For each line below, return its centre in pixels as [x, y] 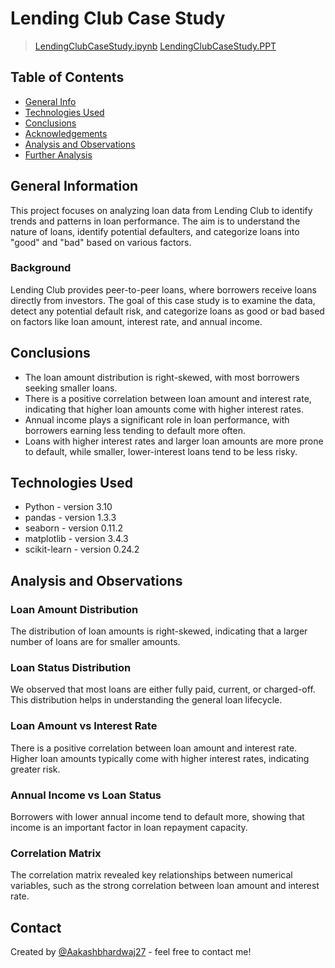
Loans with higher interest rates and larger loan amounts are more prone [174, 441]
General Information [74, 186]
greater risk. [35, 769]
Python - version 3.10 [68, 507]
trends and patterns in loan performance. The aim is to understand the [155, 221]
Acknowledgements [66, 133]
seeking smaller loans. [71, 388]
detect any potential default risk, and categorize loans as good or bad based [167, 311]
